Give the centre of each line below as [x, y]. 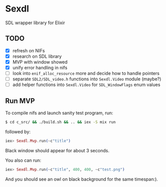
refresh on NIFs [29, 50]
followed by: [18, 132]
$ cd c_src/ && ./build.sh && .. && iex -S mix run [60, 122]
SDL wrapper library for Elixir [35, 23]
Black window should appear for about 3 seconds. [57, 150]
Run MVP [20, 101]
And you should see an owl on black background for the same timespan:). [82, 179]
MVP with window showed [40, 62]
